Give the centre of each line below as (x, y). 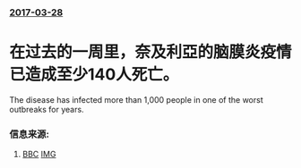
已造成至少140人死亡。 (94, 75)
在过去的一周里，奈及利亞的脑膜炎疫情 (151, 52)
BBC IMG (39, 155)
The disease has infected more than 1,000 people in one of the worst (136, 99)
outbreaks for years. (47, 109)
